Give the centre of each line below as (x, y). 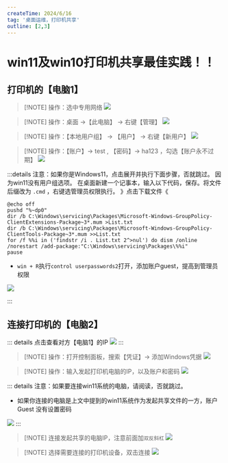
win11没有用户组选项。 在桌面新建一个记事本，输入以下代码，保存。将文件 (117, 183)
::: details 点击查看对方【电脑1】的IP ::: (65, 342)
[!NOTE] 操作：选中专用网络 (63, 108)
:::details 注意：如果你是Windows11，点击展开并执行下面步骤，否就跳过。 (110, 174)
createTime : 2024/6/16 (39, 13)
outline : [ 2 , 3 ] (29, 26)
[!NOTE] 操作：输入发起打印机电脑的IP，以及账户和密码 (102, 372)
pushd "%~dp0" (27, 211)
